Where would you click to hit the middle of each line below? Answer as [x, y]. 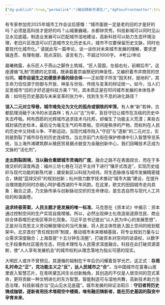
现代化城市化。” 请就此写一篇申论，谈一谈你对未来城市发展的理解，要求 [81, 49]
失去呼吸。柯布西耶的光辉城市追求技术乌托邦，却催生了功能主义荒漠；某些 [80, 119]
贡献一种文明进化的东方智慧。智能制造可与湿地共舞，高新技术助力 [89, 279]
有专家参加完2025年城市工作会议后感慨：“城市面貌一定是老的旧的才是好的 [80, 24]
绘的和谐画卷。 [20, 196]
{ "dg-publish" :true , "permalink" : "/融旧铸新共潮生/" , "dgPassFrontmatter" [79, 10]
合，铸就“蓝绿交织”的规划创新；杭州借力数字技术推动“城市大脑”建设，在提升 [82, 178]
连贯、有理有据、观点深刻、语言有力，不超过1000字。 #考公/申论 [75, 55]
